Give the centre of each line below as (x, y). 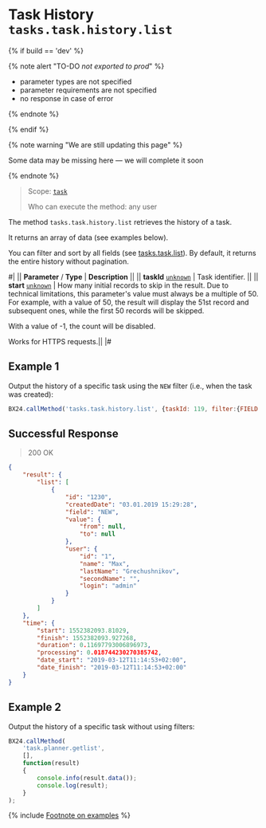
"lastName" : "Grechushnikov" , (129, 571)
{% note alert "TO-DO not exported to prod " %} (86, 66)
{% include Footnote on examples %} (70, 815)
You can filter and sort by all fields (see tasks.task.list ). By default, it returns (132, 253)
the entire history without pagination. (68, 261)
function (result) (51, 763)
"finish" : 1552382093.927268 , (87, 638)
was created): (31, 394)
